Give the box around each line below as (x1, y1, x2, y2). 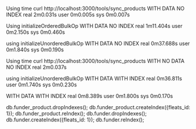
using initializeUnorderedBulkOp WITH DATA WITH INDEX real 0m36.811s (6, 75, 183, 82)
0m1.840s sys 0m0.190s (6, 46, 64, 53)
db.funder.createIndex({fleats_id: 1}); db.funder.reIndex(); (6, 116, 145, 123)
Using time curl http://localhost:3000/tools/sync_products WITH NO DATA (6, 58, 185, 64)
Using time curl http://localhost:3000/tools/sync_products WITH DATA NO (6, 5, 185, 12)
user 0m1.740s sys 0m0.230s (6, 81, 77, 88)
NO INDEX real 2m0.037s (6, 64, 67, 71)
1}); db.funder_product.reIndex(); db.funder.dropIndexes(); (6, 110, 147, 117)
